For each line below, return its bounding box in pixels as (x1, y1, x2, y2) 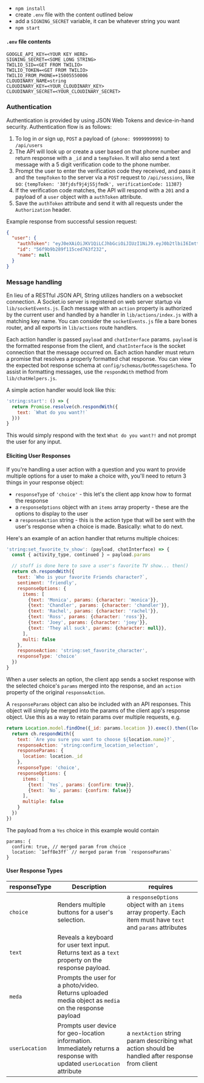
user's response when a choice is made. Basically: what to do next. (15, 523, 184, 530)
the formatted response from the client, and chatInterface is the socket (6, 342, 186, 349)
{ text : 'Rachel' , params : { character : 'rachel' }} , (28, 608, 159, 615)
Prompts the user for (57, 973, 117, 981)
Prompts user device (57, 1021, 117, 1029)
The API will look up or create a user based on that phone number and (15, 148, 191, 155)
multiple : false (22, 799, 64, 805)
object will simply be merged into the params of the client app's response (6, 706, 190, 714)
